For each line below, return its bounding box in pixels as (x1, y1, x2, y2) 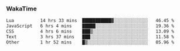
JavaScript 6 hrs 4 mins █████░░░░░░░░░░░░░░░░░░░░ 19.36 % (6, 23, 175, 29)
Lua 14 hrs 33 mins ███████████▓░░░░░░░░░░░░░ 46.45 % (6, 18, 175, 24)
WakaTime (6, 5, 37, 13)
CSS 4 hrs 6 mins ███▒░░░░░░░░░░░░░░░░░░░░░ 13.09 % (6, 28, 175, 35)
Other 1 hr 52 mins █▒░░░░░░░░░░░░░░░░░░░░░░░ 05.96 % (6, 39, 175, 45)
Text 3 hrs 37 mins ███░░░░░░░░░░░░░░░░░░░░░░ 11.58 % (6, 34, 175, 39)
